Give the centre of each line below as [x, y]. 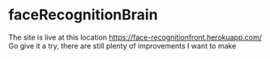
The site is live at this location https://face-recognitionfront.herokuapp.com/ [135, 37]
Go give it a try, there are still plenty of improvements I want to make [122, 45]
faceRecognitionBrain [83, 15]
